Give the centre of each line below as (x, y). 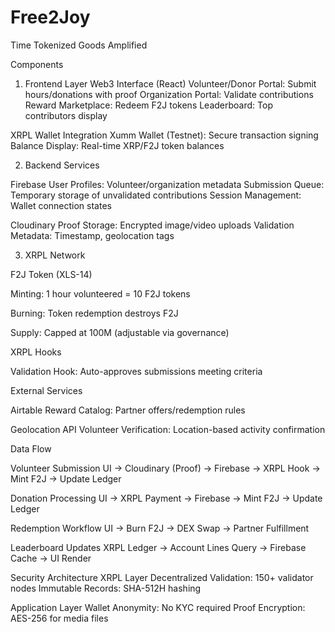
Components (37, 64)
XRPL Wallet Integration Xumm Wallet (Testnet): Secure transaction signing (164, 135)
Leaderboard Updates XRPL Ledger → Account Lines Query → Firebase (158, 547)
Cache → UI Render (51, 558)
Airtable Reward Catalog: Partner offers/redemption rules (128, 410)
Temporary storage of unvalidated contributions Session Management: (156, 195)
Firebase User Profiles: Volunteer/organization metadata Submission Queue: (167, 184)
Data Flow (31, 448)
